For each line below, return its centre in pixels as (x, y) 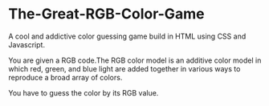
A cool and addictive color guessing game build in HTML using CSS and (127, 36)
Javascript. (27, 44)
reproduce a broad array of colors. (65, 77)
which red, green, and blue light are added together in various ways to (124, 68)
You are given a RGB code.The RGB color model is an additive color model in (135, 60)
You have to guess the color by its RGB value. (84, 92)
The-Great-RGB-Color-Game (106, 14)
